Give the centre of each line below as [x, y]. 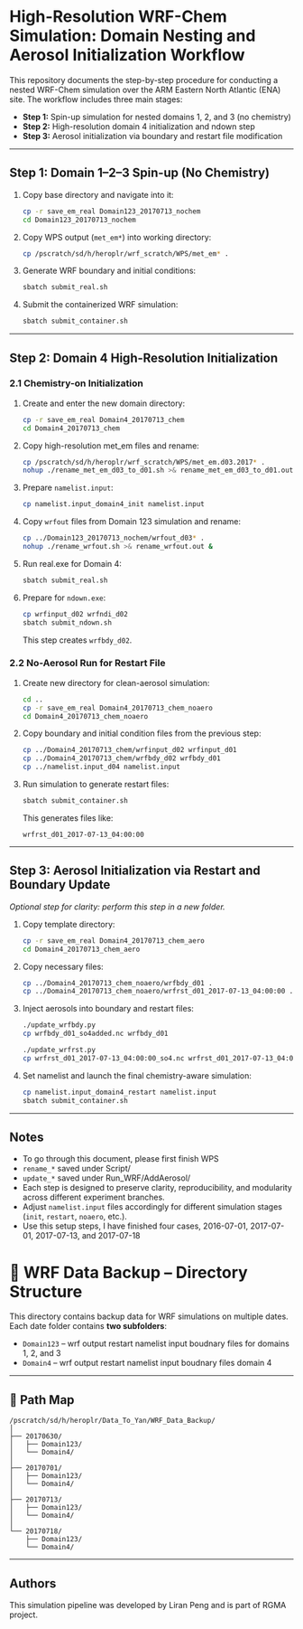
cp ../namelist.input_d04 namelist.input [101, 767]
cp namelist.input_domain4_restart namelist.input [119, 1092]
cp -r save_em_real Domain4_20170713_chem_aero [113, 941]
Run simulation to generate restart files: [96, 785]
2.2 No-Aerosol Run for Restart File [87, 664]
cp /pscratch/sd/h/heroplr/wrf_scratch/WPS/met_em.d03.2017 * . [144, 462]
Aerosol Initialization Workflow [127, 55]
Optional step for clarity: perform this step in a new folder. [117, 907]
